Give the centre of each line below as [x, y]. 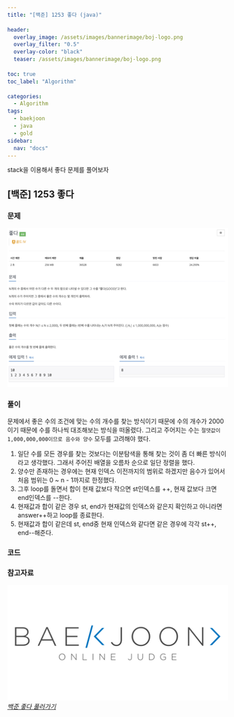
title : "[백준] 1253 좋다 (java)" [55, 15]
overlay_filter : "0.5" [47, 45]
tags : [15, 111]
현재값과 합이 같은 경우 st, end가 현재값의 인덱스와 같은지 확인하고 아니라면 [120, 506]
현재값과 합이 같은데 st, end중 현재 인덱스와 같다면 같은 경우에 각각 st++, [117, 524]
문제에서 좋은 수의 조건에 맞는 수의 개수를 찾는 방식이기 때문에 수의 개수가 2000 [116, 421]
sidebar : [20, 140]
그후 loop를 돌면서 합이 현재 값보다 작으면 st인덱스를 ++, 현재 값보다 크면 [117, 489]
